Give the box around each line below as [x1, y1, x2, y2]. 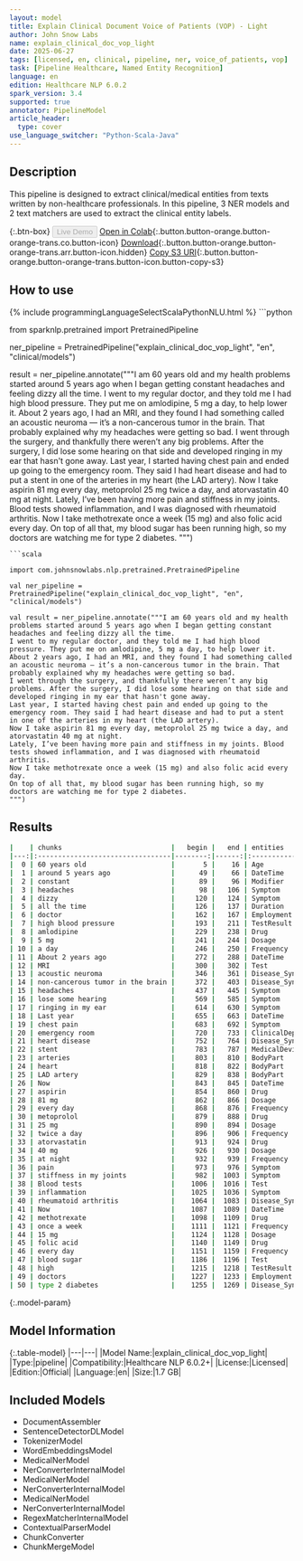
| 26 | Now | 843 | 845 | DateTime [9, 1078, 284, 1088]
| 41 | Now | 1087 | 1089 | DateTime [9, 1205, 284, 1214]
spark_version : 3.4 [9, 89, 83, 98]
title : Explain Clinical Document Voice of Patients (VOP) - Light [9, 22, 269, 31]
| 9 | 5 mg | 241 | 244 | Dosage [9, 935, 277, 945]
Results [9, 819, 53, 835]
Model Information [9, 1323, 116, 1339]
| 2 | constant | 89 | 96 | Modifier [9, 876, 285, 886]
